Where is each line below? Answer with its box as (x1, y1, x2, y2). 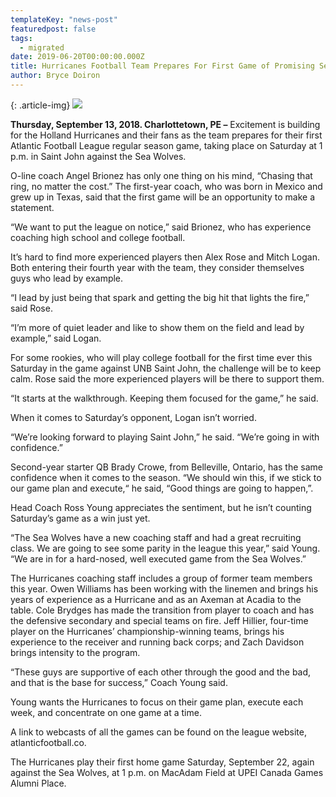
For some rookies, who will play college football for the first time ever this (10, 351, 313, 363)
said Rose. (10, 302, 53, 314)
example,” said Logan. (10, 332, 102, 344)
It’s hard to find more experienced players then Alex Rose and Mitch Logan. (10, 251, 320, 263)
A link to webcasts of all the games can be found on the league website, (10, 726, 307, 738)
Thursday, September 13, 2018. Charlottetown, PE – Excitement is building (10, 118, 321, 130)
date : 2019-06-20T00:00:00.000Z (10, 52, 145, 62)
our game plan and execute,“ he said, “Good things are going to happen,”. (10, 482, 314, 494)
